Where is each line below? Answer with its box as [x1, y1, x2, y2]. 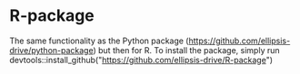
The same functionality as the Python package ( [9, 35, 189, 46]
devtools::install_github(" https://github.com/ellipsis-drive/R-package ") [9, 54, 274, 65]
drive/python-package [9, 44, 94, 55]
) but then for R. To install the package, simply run [93, 44, 280, 55]
